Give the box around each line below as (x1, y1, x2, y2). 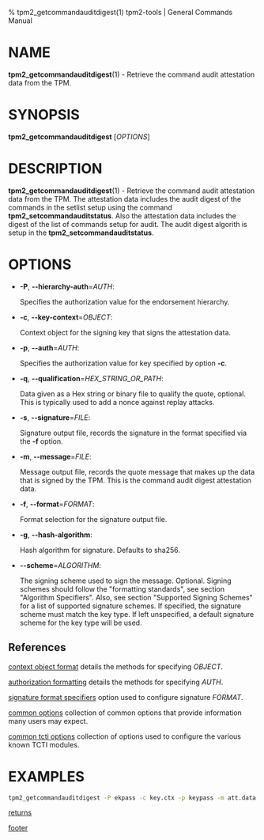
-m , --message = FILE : (19, 452, 92, 461)
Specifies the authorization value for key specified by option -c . (19, 358, 228, 368)
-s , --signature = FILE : (19, 412, 91, 422)
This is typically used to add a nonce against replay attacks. (19, 397, 215, 407)
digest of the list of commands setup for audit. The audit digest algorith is (8, 219, 247, 229)
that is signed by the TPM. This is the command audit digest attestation (19, 475, 251, 485)
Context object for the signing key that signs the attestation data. (19, 327, 232, 337)
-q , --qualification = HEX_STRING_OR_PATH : (19, 373, 164, 383)
